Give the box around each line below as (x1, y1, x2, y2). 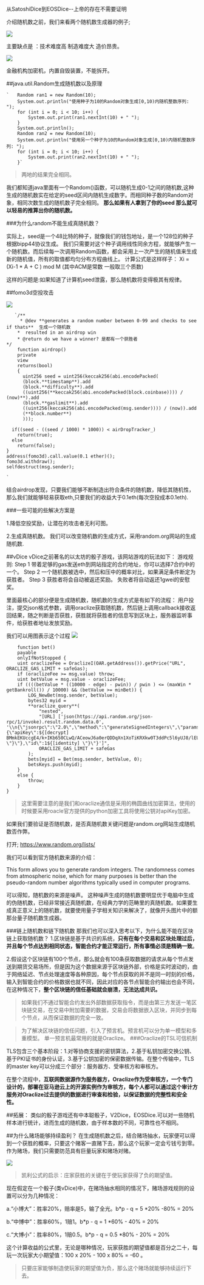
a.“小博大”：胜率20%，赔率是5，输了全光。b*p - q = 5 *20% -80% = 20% (6, 1205, 194, 1212)
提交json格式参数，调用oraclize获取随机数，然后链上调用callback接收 (16, 604, 191, 611)
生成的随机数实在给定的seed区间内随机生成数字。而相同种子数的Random (6, 191, 188, 199)
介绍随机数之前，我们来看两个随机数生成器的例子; (6, 18, 131, 26)
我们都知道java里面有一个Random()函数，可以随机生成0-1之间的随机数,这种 (6, 184, 194, 191)
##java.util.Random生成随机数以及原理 (6, 80, 103, 87)
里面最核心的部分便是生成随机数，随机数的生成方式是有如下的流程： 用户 (6, 596, 189, 604)
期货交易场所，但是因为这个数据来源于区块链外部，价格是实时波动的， (16, 963, 192, 970)
